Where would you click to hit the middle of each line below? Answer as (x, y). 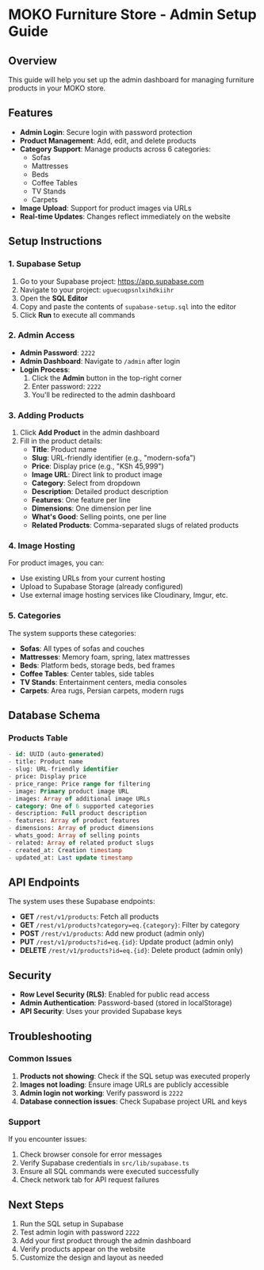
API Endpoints (44, 882)
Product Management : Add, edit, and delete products (108, 140)
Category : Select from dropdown (86, 483)
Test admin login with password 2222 (80, 1232)
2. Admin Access (42, 335)
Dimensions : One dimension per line (92, 508)
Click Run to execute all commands (77, 315)
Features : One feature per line (81, 500)
